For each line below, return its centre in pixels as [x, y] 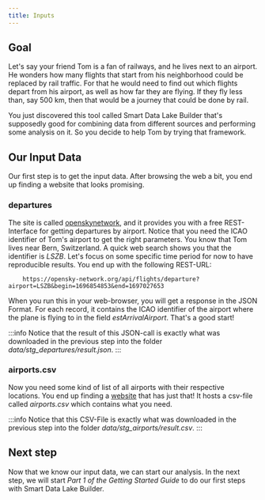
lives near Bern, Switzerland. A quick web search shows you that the [120, 248]
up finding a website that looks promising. [76, 185]
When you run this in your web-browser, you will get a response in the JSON [133, 301]
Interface [23, 231]
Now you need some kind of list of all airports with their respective [116, 387]
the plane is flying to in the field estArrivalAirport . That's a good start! [121, 317]
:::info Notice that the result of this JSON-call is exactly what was [114, 332]
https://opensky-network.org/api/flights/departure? [111, 279]
